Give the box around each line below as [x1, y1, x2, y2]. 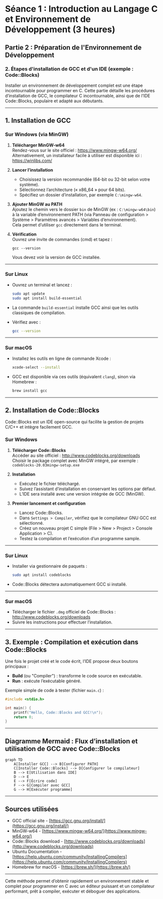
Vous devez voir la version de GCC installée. [12, 254, 101, 260]
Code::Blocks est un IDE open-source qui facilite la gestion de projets [5, 419, 144, 425]
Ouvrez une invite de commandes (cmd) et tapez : [12, 236, 113, 242]
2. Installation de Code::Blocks [5, 406, 99, 414]
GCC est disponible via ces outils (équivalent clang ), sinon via [12, 373, 136, 379]
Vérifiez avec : [12, 319, 41, 325]
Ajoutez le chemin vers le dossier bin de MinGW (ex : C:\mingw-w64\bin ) [12, 206, 156, 212]
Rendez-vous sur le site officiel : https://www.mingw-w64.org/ [12, 147, 137, 153]
